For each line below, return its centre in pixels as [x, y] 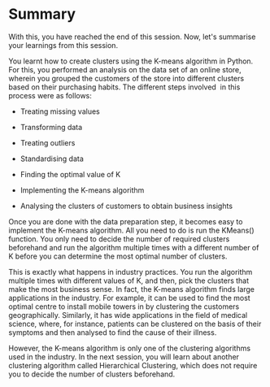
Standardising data [52, 159]
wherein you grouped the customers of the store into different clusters [126, 78]
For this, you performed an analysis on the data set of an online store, [125, 69]
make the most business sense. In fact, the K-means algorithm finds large [131, 289]
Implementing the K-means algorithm [82, 190]
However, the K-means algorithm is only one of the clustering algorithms [129, 348]
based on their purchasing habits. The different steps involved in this [124, 87]
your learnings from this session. [63, 45]
